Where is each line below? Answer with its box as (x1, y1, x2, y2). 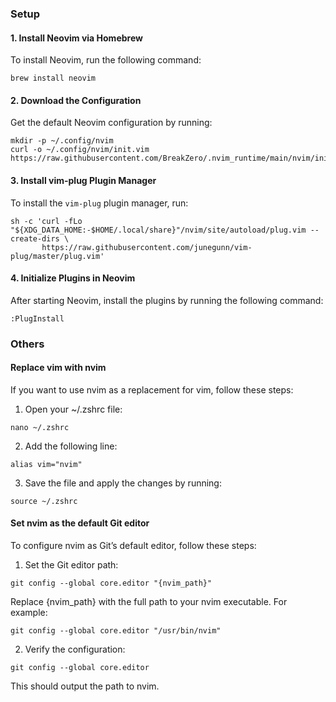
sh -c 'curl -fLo (10, 216, 83, 226)
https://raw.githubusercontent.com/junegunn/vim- (41, 242, 253, 252)
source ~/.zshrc (10, 496, 78, 506)
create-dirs (10, 233, 60, 244)
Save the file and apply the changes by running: (24, 477, 222, 489)
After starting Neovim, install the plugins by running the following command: (10, 294, 324, 306)
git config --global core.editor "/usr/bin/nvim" (10, 626, 222, 636)
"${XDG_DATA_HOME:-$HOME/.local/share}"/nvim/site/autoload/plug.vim (10, 225, 307, 235)
